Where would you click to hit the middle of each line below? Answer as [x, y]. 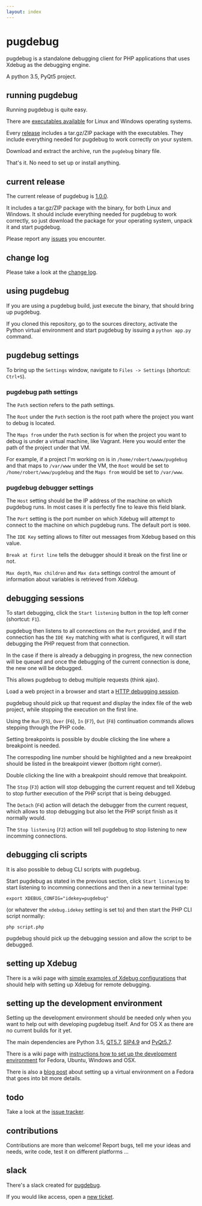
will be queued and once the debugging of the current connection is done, [98, 662]
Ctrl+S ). [16, 376]
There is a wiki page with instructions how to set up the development [92, 1054]
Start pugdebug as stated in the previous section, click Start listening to [98, 881]
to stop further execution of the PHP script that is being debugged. [89, 794]
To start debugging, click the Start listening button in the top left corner [97, 613]
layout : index [24, 12]
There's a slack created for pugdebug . [54, 1185]
